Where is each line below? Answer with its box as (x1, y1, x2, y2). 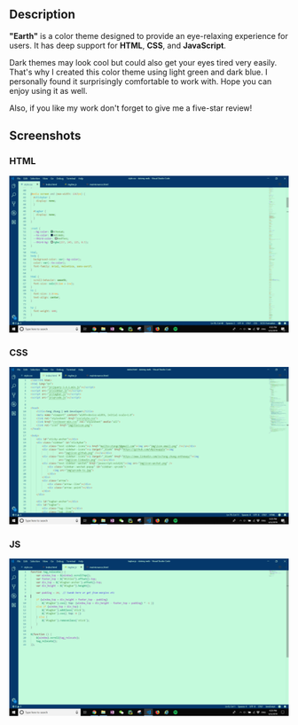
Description (9, 7, 75, 22)
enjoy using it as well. (9, 85, 88, 96)
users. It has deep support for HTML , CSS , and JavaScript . (9, 40, 226, 51)
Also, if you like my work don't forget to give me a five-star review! (9, 102, 253, 113)
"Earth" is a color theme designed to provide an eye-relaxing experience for (9, 30, 288, 41)
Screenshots (9, 129, 82, 144)
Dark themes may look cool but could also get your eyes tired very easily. (9, 57, 278, 67)
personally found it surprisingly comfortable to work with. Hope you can (9, 75, 272, 87)
